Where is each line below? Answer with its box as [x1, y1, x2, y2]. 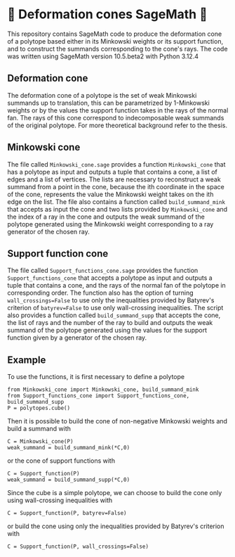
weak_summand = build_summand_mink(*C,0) [7, 444, 130, 452]
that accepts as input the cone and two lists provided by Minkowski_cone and [7, 205, 228, 213]
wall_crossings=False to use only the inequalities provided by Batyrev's [7, 296, 215, 305]
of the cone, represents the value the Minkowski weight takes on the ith [7, 190, 214, 198]
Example [7, 354, 46, 366]
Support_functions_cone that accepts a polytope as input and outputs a [7, 274, 213, 282]
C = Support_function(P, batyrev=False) [7, 510, 128, 517]
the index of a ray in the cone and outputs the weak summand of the [7, 212, 205, 221]
